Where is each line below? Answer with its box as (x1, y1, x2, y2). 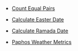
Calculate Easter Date (11, 16, 65, 23)
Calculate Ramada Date (11, 27, 69, 34)
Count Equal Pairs (11, 5, 55, 12)
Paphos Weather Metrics (11, 39, 72, 45)
